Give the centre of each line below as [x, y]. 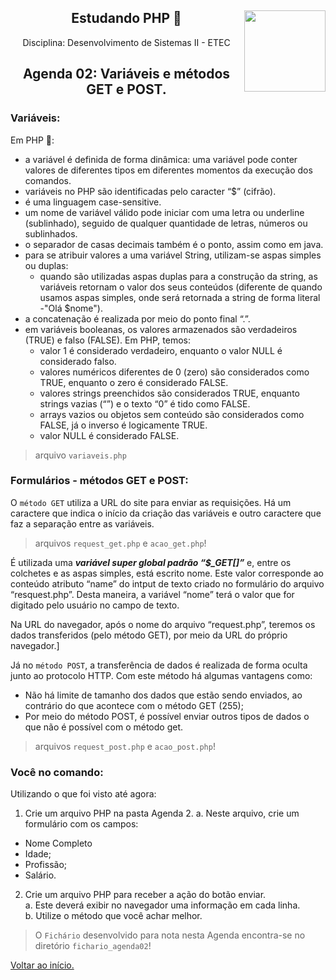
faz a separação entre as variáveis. [82, 523]
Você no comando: [57, 772]
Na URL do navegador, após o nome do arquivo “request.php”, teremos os [163, 624]
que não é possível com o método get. [103, 727]
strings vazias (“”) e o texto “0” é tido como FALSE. [145, 403]
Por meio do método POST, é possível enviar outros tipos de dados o [167, 716]
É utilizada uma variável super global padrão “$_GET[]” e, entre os [151, 562]
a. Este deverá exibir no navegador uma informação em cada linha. [162, 905]
